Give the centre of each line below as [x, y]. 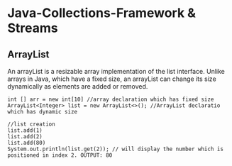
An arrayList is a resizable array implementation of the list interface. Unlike [116, 71]
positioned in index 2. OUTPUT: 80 [60, 155]
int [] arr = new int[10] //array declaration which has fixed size [111, 99]
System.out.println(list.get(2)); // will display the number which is [115, 149]
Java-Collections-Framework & [102, 13]
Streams [33, 28]
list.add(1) [25, 131]
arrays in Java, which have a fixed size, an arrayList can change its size [112, 79]
